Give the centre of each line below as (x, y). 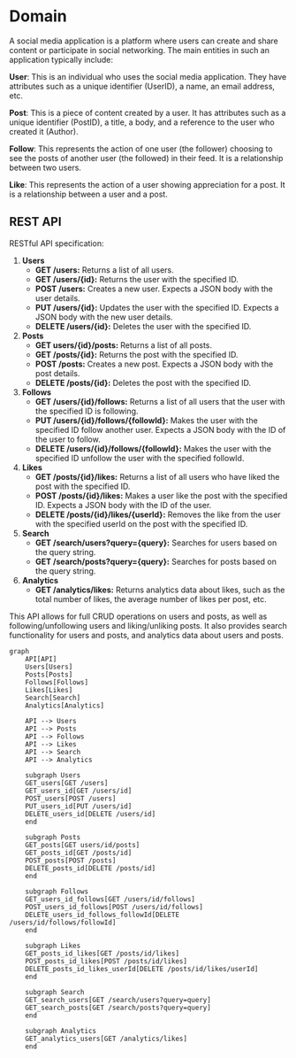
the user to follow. (68, 439)
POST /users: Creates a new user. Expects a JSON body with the (154, 289)
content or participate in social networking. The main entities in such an (139, 50)
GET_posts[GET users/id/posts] (83, 845)
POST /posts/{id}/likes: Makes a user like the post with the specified (161, 495)
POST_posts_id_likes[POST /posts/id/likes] (106, 961)
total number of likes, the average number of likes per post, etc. (151, 599)
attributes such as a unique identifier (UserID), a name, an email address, (142, 86)
